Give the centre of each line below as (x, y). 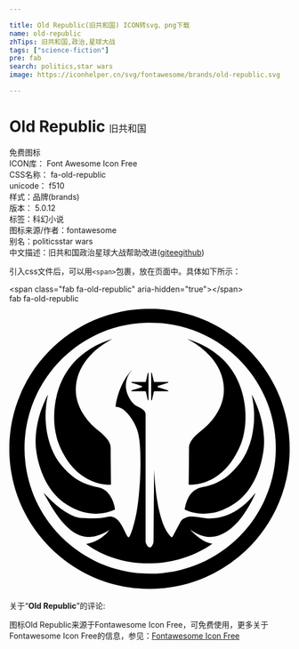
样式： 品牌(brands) (44, 196)
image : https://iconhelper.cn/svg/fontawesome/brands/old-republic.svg (145, 75)
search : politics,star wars (61, 67)
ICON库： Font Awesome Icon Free (73, 163)
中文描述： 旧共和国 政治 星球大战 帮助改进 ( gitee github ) (107, 252)
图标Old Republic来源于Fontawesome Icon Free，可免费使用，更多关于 (139, 625)
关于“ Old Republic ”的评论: (57, 606)
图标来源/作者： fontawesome (63, 230)
